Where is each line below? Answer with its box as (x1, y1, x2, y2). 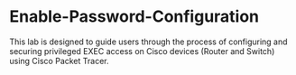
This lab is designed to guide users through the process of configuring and (9, 36, 288, 47)
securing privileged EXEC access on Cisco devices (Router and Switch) (9, 45, 275, 56)
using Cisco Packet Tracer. (9, 55, 110, 66)
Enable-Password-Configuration (9, 6, 260, 27)
